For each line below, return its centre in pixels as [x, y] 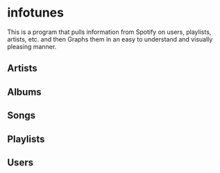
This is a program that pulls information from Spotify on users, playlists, [109, 32]
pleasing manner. [32, 46]
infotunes [36, 13]
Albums [24, 92]
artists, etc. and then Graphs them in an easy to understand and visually [110, 39]
